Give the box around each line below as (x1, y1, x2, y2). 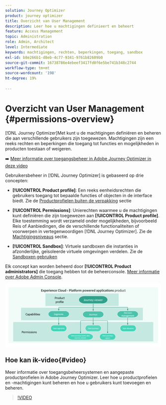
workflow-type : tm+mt (5, 65, 50, 70)
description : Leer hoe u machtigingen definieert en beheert (5, 24, 134, 29)
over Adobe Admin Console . (5, 274, 63, 280)
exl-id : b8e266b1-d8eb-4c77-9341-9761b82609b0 (5, 55, 103, 60)
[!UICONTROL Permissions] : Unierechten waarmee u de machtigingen (12, 207, 158, 213)
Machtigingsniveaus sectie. (12, 233, 68, 240)
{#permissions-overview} (5, 114, 114, 125)
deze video (5, 162, 28, 168)
